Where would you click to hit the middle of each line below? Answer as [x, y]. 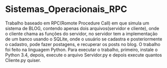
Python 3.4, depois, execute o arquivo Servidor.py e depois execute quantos [83, 55]
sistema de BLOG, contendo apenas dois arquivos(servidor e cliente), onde [82, 28]
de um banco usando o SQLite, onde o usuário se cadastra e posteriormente [84, 39]
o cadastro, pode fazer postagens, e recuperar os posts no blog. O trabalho [83, 44]
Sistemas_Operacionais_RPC [66, 9]
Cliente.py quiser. [23, 60]
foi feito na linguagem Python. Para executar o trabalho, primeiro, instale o [82, 49]
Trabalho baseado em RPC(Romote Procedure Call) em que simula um [77, 23]
